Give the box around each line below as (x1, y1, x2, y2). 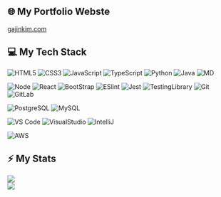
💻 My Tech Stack (7, 46, 87, 58)
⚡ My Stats (7, 153, 57, 165)
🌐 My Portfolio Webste (7, 6, 110, 18)
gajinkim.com (7, 24, 47, 33)
